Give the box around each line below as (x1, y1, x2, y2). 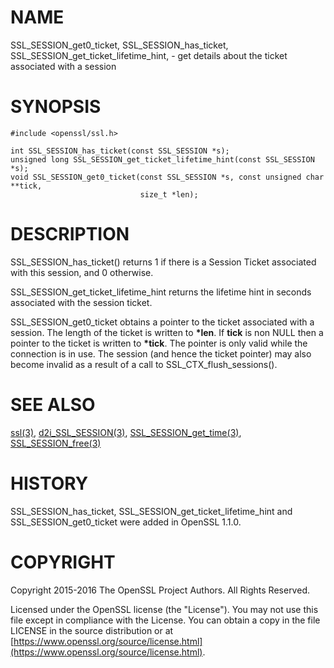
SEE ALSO (10, 394, 96, 416)
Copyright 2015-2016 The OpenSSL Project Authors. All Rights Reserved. (10, 584, 310, 596)
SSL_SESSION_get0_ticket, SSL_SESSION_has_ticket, (10, 39, 229, 51)
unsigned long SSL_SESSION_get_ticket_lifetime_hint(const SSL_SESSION (10, 154, 315, 165)
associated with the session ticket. (10, 296, 153, 308)
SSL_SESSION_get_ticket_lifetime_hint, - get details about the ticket (10, 49, 288, 61)
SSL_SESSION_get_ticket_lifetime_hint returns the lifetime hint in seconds (10, 286, 312, 298)
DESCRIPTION (10, 223, 130, 246)
